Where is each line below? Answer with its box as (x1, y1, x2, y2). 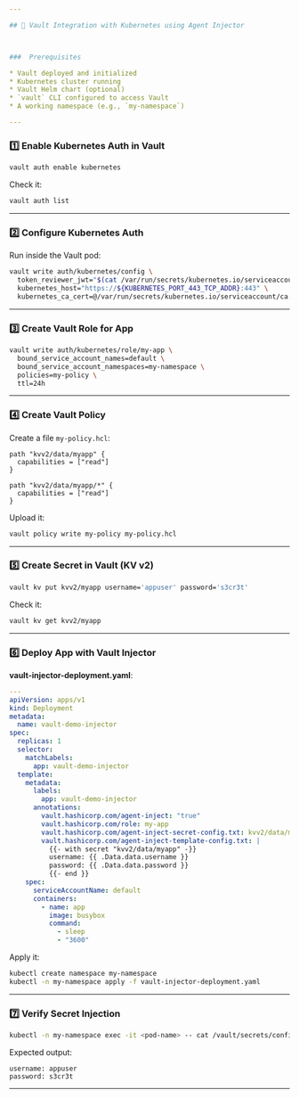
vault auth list (9, 197, 69, 206)
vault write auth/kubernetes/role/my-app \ (9, 346, 174, 355)
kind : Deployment (9, 703, 74, 713)
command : (48, 919, 82, 928)
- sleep (56, 928, 86, 937)
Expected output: (9, 1046, 73, 1057)
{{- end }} (48, 870, 90, 879)
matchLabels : (25, 753, 74, 762)
